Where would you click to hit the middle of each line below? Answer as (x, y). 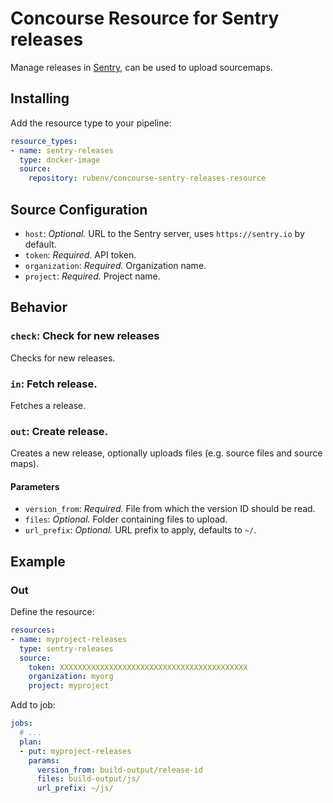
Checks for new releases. (63, 358)
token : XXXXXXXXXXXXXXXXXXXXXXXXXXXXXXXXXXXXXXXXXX (138, 667)
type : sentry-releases (66, 648)
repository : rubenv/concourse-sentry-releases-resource (147, 178)
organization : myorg (71, 677)
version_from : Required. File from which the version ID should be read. (170, 509)
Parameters (35, 486)
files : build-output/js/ (88, 779)
